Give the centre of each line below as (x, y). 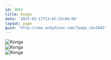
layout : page (18, 23)
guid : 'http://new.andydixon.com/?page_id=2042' (56, 28)
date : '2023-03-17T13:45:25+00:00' (42, 19)
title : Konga (18, 14)
